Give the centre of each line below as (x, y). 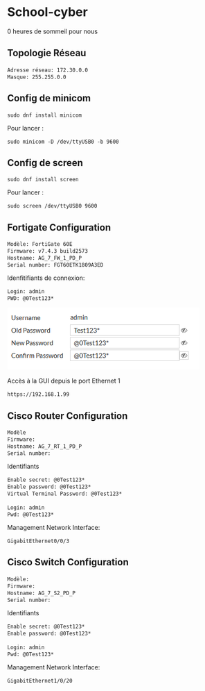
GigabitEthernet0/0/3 (38, 541)
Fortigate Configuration (59, 227)
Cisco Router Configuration (68, 416)
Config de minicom (49, 98)
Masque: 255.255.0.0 (37, 77)
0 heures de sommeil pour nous (53, 31)
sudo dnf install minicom (44, 115)
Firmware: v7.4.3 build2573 (48, 251)
